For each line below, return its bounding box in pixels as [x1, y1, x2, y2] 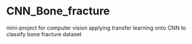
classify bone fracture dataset [6, 30, 82, 37]
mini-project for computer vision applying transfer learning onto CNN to [6, 24, 187, 31]
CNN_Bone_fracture [6, 4, 110, 18]
